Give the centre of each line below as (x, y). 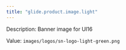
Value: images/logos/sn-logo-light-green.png (63, 40)
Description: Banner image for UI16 (49, 29)
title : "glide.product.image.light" (52, 12)
